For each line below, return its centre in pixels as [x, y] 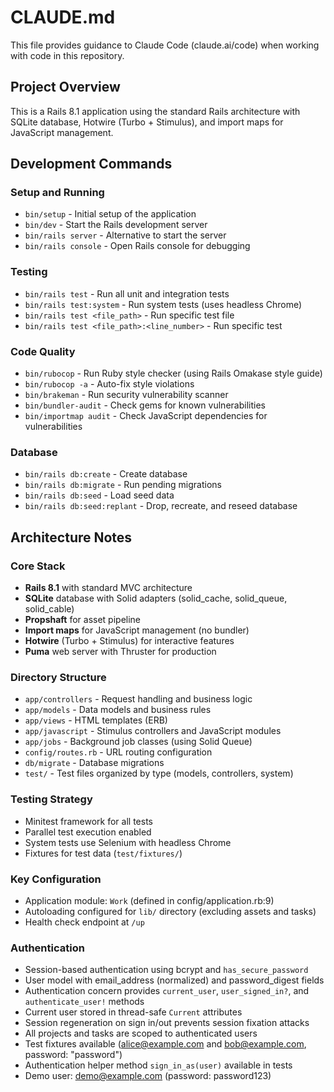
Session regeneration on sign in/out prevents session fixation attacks [167, 1023]
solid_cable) [49, 609]
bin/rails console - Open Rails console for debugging [137, 246]
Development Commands [91, 164]
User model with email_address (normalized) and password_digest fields [174, 980]
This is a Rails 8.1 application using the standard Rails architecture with [155, 111]
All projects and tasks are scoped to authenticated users [141, 1033]
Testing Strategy [51, 799]
